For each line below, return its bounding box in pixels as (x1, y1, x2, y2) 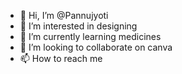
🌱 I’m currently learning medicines (19, 31, 162, 42)
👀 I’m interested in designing (19, 20, 138, 32)
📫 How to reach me (19, 53, 103, 64)
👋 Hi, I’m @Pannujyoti (19, 10, 109, 21)
